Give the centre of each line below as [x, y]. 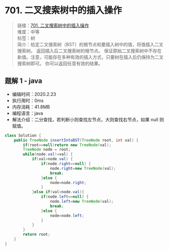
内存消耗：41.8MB [31, 106]
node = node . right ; [68, 183]
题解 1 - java [24, 81]
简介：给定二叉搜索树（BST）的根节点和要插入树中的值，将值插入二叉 [90, 44]
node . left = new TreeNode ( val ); [82, 201]
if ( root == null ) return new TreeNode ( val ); [67, 145]
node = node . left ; [67, 216]
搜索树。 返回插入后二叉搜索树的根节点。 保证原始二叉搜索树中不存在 [89, 51]
